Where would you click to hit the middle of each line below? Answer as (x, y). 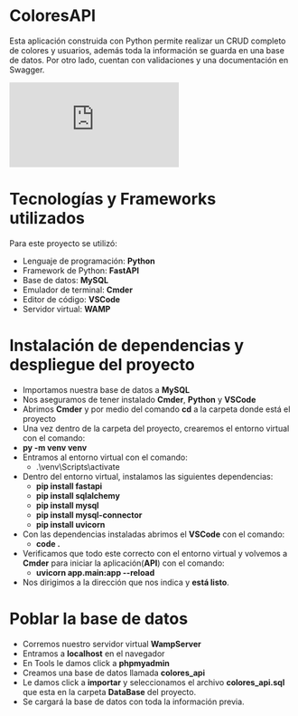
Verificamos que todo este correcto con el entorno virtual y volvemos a (155, 553)
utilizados (47, 219)
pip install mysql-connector (89, 515)
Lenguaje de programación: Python (88, 261)
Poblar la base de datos (98, 619)
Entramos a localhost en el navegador (93, 654)
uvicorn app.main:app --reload (95, 572)
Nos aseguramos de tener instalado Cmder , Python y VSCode (139, 399)
